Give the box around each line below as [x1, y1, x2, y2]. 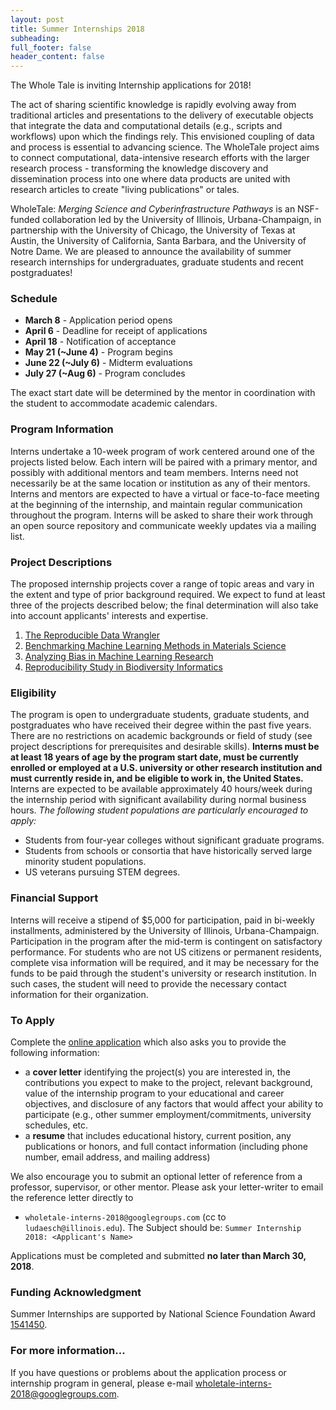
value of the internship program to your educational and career [24, 1087, 285, 1099]
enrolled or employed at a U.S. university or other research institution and [10, 762, 323, 774]
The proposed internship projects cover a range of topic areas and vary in [10, 578, 315, 590]
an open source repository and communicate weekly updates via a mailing [10, 519, 317, 531]
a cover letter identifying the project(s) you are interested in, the [24, 1066, 291, 1078]
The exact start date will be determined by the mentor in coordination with [10, 387, 316, 399]
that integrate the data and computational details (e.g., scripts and [10, 120, 283, 132]
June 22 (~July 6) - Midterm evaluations [24, 357, 193, 369]
